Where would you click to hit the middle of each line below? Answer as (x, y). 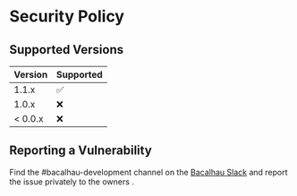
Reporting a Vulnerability (81, 151)
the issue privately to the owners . (72, 182)
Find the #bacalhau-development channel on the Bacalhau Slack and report (148, 172)
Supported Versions (66, 50)
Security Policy (67, 17)
